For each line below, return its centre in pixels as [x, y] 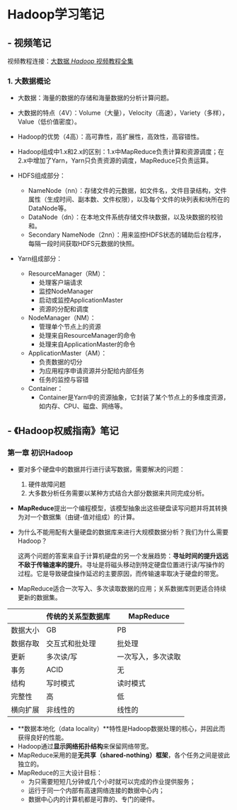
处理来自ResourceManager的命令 [87, 336]
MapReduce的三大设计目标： [60, 773]
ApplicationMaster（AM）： [68, 353]
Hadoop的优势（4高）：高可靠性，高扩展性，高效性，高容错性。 [110, 137]
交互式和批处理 [71, 643]
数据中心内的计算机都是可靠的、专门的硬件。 [93, 799]
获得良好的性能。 [42, 737]
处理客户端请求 [60, 283]
